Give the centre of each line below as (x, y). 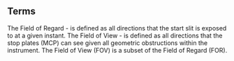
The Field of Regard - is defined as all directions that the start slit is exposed (117, 28)
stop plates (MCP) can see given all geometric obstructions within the (108, 43)
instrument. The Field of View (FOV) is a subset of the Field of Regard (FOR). (117, 50)
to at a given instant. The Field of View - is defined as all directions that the (115, 35)
